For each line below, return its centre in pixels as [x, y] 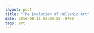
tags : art [15, 23]
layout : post [19, 9]
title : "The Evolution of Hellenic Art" [47, 14]
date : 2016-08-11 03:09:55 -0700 [40, 18]
